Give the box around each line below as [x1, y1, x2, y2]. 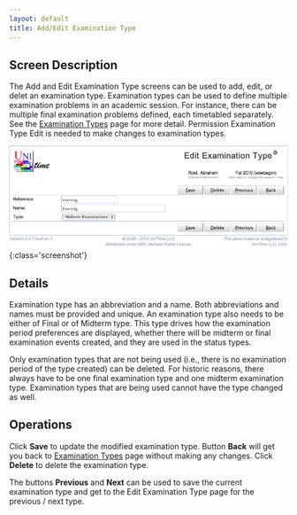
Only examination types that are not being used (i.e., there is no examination [9, 354, 287, 364]
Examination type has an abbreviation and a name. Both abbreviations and [9, 299, 279, 309]
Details [9, 276, 49, 291]
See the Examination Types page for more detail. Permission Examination [9, 119, 276, 129]
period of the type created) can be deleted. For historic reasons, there [9, 363, 264, 374]
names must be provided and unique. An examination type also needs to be [9, 308, 285, 319]
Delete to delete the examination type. [9, 459, 148, 470]
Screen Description [9, 58, 118, 73]
